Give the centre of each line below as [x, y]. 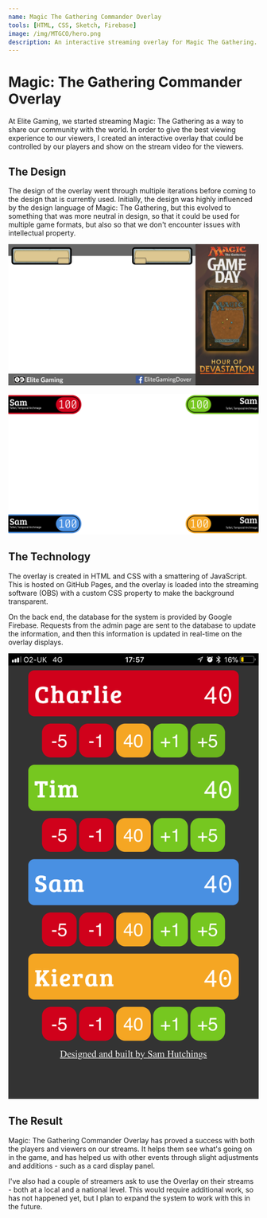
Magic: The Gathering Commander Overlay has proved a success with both [132, 1140]
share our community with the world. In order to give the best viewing [122, 130]
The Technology [50, 557]
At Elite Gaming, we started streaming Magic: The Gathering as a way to [126, 121]
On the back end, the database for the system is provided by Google [120, 617]
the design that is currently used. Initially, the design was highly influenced [130, 199]
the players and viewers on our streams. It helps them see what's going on [130, 1149]
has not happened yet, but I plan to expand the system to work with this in [129, 1198]
